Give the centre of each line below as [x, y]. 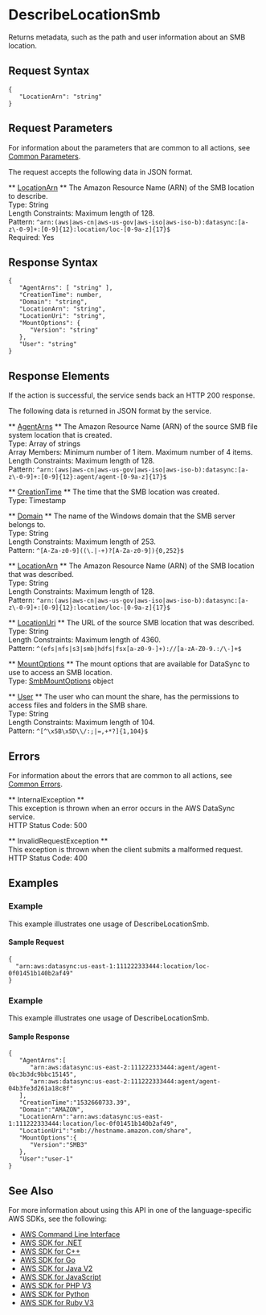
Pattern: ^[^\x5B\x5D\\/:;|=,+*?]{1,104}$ [78, 731]
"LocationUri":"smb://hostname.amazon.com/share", [106, 1131]
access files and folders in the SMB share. [78, 705]
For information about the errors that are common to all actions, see [121, 775]
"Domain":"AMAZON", [51, 1110]
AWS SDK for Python [55, 1294]
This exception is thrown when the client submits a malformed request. [126, 849]
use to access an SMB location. [60, 673]
